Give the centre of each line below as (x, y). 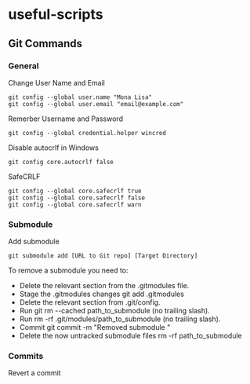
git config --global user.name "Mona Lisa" (80, 97)
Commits (26, 357)
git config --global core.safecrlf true (75, 191)
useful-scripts (56, 15)
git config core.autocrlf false (61, 162)
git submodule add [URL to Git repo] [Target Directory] (103, 256)
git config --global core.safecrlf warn (75, 205)
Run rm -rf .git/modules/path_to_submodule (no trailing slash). (120, 319)
